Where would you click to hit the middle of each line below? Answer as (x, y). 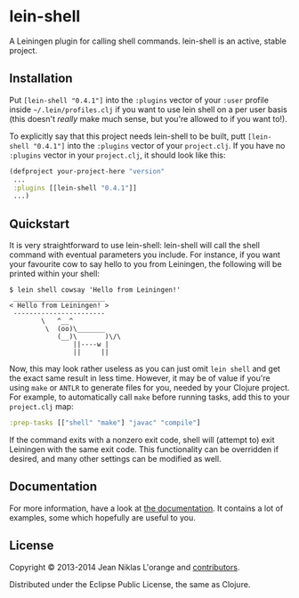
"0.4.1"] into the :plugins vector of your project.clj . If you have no (159, 145)
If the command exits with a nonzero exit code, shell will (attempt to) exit (142, 440)
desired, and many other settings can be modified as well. (115, 458)
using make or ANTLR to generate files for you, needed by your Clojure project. (149, 388)
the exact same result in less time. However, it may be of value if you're (140, 378)
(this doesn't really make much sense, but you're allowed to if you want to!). (148, 118)
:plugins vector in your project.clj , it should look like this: (117, 155)
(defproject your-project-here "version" (87, 171)
